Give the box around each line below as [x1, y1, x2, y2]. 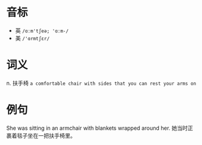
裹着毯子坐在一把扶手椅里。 [6, 132, 76, 139]
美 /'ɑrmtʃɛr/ [15, 34, 50, 41]
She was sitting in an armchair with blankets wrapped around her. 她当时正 [6, 124, 193, 132]
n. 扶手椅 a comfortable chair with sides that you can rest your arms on [6, 79, 197, 87]
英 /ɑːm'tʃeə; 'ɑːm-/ [15, 27, 69, 34]
